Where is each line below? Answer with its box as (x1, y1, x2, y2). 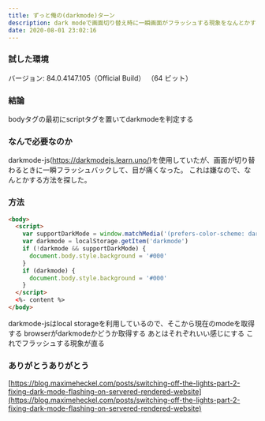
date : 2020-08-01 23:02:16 (8, 26, 97, 34)
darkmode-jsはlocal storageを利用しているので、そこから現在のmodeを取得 (8, 318, 255, 328)
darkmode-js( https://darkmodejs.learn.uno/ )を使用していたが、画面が (8, 156, 235, 165)
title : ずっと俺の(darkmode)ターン (8, 11, 116, 20)
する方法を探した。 (28, 175, 91, 185)
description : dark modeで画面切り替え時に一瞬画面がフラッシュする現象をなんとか (8, 19, 251, 27)
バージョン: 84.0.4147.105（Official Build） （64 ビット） (8, 73, 193, 83)
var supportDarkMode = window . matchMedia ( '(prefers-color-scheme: (22, 230, 245, 238)
